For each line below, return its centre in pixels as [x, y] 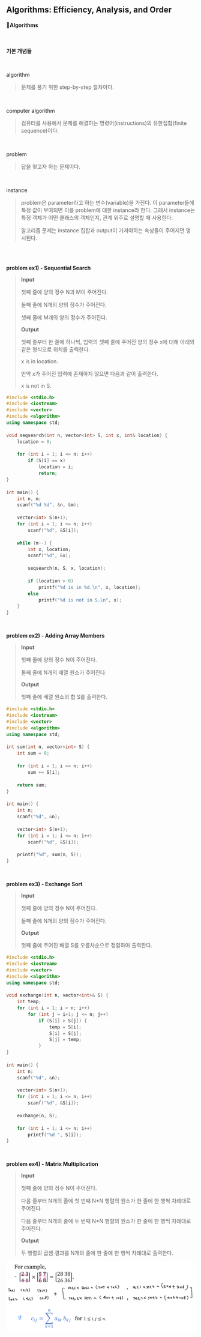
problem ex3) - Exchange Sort [44, 884]
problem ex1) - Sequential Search [49, 268]
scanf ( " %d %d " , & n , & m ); [48, 505]
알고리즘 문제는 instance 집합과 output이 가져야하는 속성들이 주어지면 [103, 230]
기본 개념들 [19, 51]
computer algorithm [31, 110]
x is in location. [40, 361]
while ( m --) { [34, 543]
